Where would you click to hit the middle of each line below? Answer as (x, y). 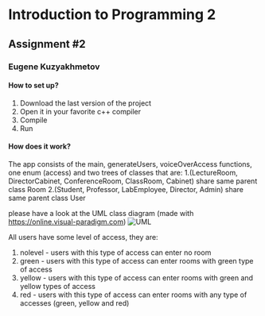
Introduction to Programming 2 (112, 15)
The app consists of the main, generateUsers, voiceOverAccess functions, (130, 164)
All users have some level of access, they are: (83, 237)
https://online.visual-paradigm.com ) (67, 222)
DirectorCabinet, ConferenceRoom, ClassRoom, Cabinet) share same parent (133, 181)
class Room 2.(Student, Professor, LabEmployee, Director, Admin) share (126, 189)
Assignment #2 (47, 44)
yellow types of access (57, 286)
